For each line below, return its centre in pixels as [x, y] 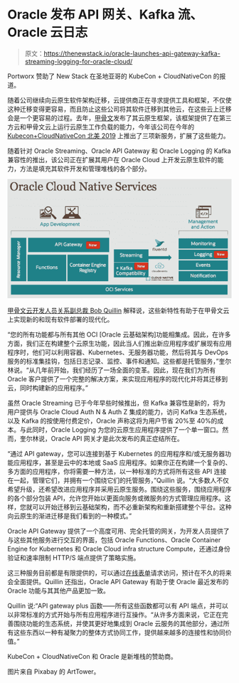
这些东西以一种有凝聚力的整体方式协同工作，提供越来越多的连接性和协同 [119, 632]
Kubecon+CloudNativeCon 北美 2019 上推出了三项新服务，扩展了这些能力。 [118, 135]
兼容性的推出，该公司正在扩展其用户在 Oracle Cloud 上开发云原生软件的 [113, 159]
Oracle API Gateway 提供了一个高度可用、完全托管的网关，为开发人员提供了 [118, 531]
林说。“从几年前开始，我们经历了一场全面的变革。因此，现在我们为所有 [112, 370]
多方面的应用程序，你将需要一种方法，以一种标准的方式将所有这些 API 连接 [117, 471]
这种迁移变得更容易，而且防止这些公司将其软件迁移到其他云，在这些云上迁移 [119, 109]
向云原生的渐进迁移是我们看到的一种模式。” [70, 516]
